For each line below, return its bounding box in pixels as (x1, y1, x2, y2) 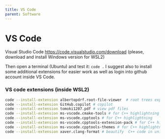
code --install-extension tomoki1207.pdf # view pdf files (5, 106, 129, 112)
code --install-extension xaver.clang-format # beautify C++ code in (5, 129, 153, 134)
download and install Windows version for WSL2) (5, 54, 105, 60)
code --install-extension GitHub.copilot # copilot (5, 102, 113, 107)
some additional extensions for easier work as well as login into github (5, 69, 147, 75)
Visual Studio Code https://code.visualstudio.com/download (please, (5, 49, 144, 55)
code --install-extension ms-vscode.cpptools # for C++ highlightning (5, 116, 153, 120)
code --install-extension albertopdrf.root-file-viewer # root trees (5, 97, 153, 102)
